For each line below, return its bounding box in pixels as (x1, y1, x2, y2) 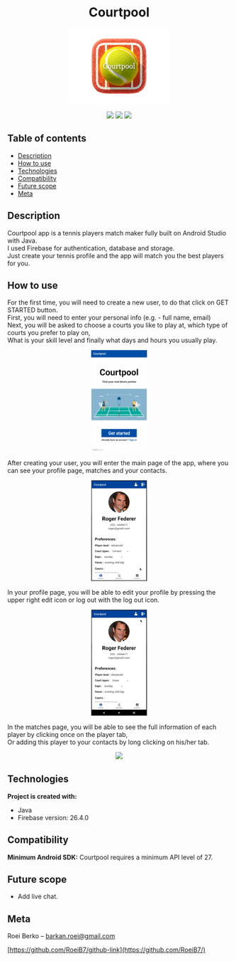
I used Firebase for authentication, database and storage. (7, 243, 175, 253)
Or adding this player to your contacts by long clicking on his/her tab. (7, 738, 210, 746)
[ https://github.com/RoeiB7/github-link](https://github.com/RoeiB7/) (7, 945, 206, 954)
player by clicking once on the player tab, (7, 730, 128, 738)
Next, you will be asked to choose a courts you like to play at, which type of (7, 321, 228, 329)
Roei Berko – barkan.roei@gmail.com (7, 932, 116, 940)
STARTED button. (7, 306, 58, 314)
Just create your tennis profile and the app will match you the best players (7, 251, 225, 260)
